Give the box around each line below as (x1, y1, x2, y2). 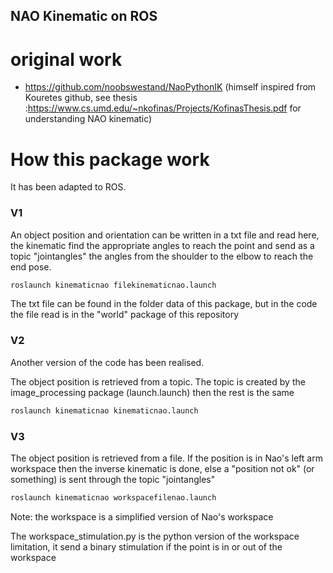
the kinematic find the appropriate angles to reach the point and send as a (10, 239, 315, 251)
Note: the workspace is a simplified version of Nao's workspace (10, 510, 274, 523)
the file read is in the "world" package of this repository (10, 309, 240, 321)
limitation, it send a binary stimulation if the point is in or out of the (10, 540, 283, 553)
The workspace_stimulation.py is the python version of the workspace (10, 530, 300, 542)
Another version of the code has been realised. (10, 356, 205, 368)
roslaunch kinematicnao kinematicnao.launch (10, 405, 199, 416)
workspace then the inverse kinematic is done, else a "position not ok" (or (10, 462, 315, 474)
